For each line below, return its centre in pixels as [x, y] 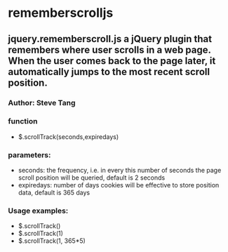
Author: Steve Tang [42, 102]
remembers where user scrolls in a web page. [109, 49]
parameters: [29, 154]
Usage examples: [38, 211]
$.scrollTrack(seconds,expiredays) [68, 137]
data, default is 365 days [54, 193]
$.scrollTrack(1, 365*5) [52, 241]
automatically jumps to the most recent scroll [109, 72]
